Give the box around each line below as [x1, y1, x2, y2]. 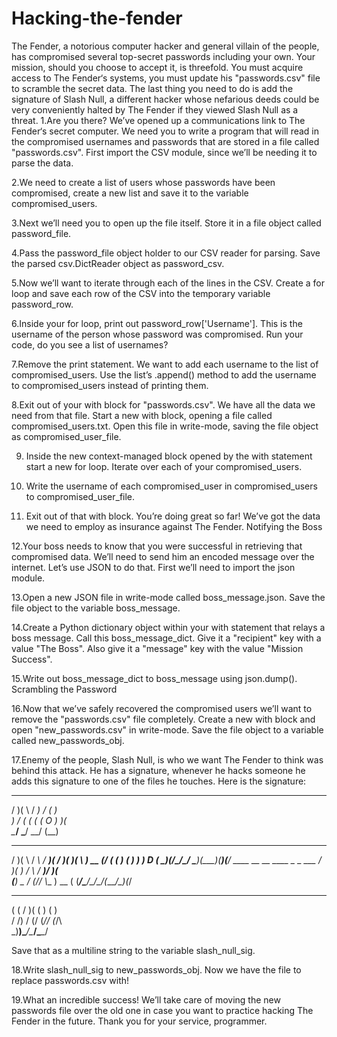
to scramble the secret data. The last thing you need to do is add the [11, 82, 294, 94]
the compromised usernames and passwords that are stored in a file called [11, 135, 320, 147]
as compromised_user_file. [11, 430, 122, 442]
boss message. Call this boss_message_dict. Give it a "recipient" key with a [11, 632, 322, 644]
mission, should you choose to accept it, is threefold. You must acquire [11, 61, 304, 73]
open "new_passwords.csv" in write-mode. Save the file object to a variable [11, 723, 324, 736]
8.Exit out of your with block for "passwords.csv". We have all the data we [11, 398, 316, 411]
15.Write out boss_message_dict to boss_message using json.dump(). [11, 672, 298, 684]
